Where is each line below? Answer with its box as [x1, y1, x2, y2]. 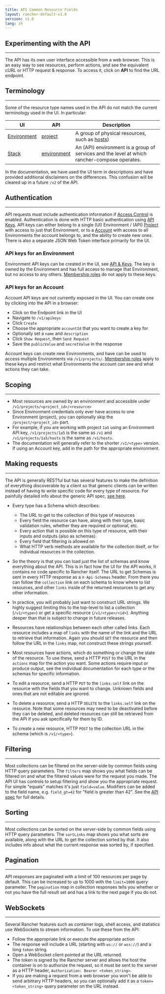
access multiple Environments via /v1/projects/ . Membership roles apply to [5, 356, 160, 362]
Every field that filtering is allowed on [19, 538, 95, 544]
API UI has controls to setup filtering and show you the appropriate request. [5, 778, 158, 784]
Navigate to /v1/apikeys [12, 315, 61, 321]
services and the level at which [75, 150, 147, 157]
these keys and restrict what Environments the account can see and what [5, 361, 154, 367]
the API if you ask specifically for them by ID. [12, 716, 103, 722]
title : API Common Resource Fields [5, 7, 78, 12]
